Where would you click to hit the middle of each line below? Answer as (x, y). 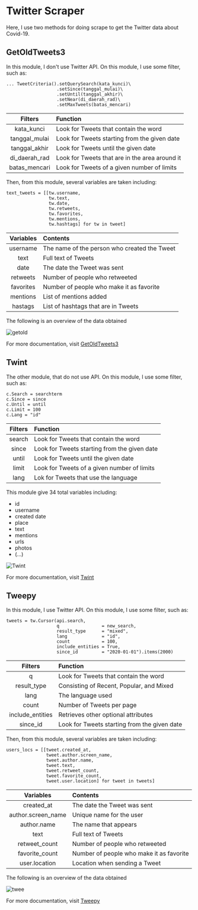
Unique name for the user (108, 815)
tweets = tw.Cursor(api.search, (46, 621)
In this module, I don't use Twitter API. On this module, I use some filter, (93, 66)
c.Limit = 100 (24, 410)
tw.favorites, (66, 214)
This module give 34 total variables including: (62, 492)
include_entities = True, (88, 647)
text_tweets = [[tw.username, (44, 193)
